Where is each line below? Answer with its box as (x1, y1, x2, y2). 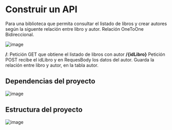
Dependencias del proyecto (5, 77, 95, 85)
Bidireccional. (5, 31, 34, 37)
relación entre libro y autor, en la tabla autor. (5, 62, 99, 68)
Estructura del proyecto (5, 105, 83, 114)
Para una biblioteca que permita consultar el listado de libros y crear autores (5, 20, 167, 27)
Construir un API (5, 4, 78, 15)
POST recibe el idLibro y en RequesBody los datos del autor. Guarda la (5, 56, 155, 62)
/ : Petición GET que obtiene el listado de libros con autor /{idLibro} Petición (5, 51, 165, 57)
